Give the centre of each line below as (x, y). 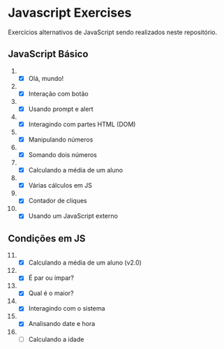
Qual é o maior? (51, 293)
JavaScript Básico (48, 54)
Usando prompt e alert (61, 109)
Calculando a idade (56, 339)
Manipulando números (61, 140)
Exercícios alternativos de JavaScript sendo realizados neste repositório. (113, 32)
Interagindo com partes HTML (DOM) (82, 124)
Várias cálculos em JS (60, 186)
